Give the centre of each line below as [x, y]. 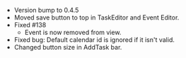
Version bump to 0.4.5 [46, 10]
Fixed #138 [30, 25]
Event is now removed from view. [73, 32]
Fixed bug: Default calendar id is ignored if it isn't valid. [94, 40]
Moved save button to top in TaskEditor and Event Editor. [97, 17]
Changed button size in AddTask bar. [68, 47]
